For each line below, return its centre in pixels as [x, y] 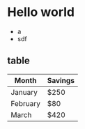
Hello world [41, 12]
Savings [61, 80]
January [24, 92]
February [25, 103]
